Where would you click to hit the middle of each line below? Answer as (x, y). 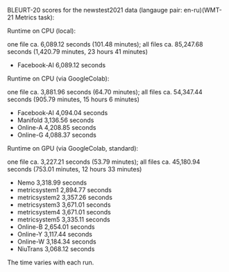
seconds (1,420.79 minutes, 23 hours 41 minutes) (77, 52)
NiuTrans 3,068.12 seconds (56, 249)
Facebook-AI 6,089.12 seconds (61, 65)
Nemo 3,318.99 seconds (52, 182)
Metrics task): (35, 17)
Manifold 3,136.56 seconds (56, 120)
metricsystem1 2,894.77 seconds (65, 190)
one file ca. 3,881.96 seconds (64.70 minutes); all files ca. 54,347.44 (105, 92)
